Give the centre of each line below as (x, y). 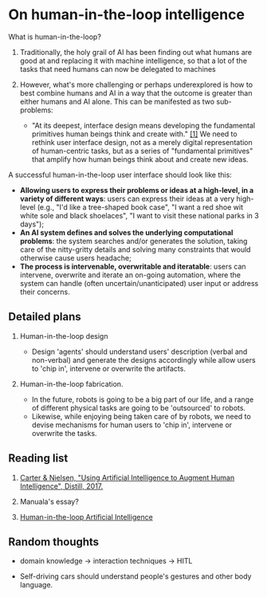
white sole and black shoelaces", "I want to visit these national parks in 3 (139, 215)
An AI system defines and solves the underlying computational (126, 232)
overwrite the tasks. (64, 433)
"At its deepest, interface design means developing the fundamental (143, 125)
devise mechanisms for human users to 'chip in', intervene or (132, 425)
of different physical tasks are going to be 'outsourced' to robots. (138, 407)
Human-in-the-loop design (64, 336)
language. (36, 585)
